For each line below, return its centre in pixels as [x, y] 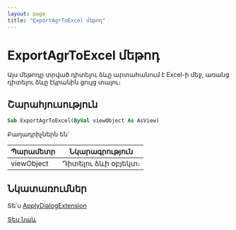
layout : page [26, 14]
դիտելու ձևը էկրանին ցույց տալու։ [64, 83]
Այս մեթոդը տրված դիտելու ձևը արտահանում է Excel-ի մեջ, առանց [118, 75]
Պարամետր [33, 152]
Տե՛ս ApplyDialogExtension [47, 205]
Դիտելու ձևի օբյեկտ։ [101, 164]
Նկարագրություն [101, 152]
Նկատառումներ [47, 189]
